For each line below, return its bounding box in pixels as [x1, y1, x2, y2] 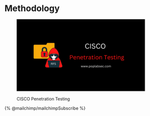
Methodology [4, 3, 60, 14]
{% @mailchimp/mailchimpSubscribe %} [4, 105, 86, 111]
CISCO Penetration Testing [16, 96, 70, 102]
